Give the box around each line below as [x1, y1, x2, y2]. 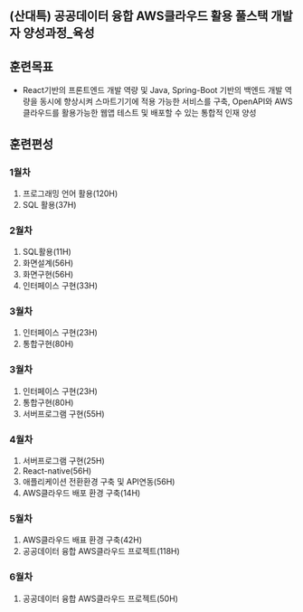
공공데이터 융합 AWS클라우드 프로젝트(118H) [22, 546, 181, 557]
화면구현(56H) [22, 269, 74, 280]
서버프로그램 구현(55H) [22, 408, 106, 419]
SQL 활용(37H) [22, 199, 77, 210]
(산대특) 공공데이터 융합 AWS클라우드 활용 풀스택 [9, 8, 269, 24]
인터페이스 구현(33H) [22, 280, 98, 291]
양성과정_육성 [23, 25, 95, 41]
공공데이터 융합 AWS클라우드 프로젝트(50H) [22, 593, 179, 604]
